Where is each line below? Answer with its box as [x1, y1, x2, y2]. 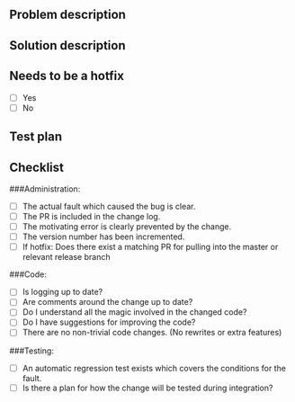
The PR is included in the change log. [22, 210, 161, 221]
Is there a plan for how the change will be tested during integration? [22, 382, 273, 393]
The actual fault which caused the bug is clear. [22, 201, 196, 211]
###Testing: [9, 345, 54, 356]
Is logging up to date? [22, 287, 103, 298]
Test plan [9, 130, 63, 145]
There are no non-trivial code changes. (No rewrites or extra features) [22, 327, 282, 338]
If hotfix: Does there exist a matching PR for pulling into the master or [22, 242, 279, 253]
